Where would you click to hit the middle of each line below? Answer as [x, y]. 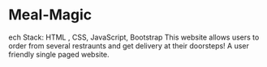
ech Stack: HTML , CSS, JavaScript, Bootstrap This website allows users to [134, 37]
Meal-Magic [50, 15]
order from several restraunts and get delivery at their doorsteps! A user [129, 45]
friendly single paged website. [59, 54]
